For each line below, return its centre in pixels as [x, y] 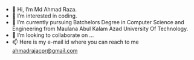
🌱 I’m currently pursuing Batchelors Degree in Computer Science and [98, 22]
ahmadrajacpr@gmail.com [45, 51]
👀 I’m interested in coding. [44, 16]
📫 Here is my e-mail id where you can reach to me [75, 42]
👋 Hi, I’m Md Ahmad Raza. [44, 9]
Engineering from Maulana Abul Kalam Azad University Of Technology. [100, 28]
